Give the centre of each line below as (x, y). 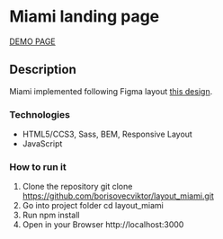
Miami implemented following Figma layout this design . (111, 91)
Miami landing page (85, 17)
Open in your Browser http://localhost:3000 (103, 225)
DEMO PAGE (32, 41)
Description (43, 70)
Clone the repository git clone (77, 187)
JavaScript (42, 144)
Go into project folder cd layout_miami (93, 206)
